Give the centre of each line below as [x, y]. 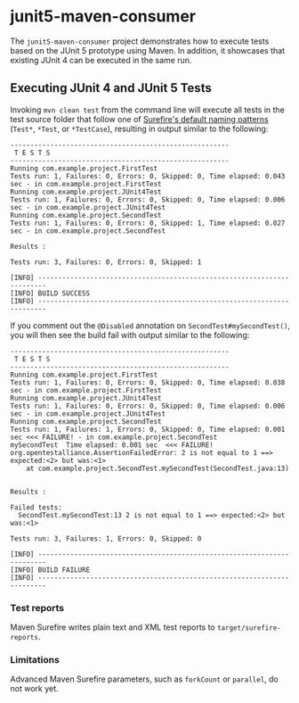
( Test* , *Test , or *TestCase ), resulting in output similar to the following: [139, 128]
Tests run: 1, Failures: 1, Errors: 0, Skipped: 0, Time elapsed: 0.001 [148, 429]
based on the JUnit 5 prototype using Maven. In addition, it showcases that [148, 50]
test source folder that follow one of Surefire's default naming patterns [140, 119]
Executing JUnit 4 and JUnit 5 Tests [111, 88]
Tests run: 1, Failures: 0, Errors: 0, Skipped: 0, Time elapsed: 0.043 [148, 176]
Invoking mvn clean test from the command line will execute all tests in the [148, 110]
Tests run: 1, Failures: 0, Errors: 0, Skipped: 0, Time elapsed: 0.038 [148, 382]
